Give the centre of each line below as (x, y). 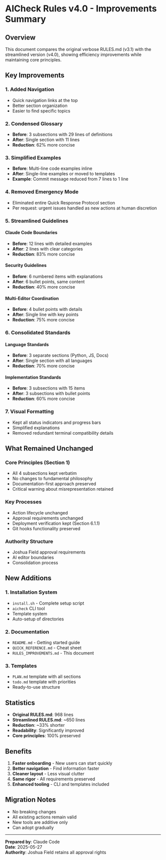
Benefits (19, 751)
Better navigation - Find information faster (56, 768)
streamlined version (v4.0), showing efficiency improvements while (73, 54)
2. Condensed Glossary (34, 123)
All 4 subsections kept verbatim (44, 473)
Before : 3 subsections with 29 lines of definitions (62, 134)
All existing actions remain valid (44, 817)
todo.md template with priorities (44, 682)
